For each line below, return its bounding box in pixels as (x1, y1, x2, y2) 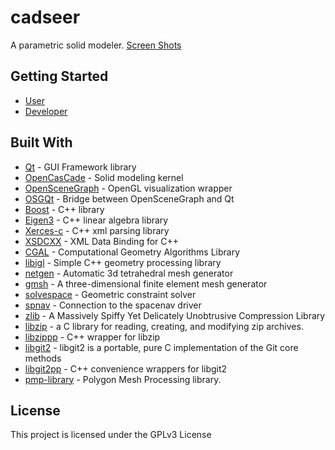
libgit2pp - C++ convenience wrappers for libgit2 (24, 362, 228, 375)
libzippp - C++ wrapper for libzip (24, 331, 161, 343)
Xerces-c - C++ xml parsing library (24, 224, 170, 236)
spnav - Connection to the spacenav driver (24, 299, 202, 311)
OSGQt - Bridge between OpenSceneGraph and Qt (24, 192, 235, 205)
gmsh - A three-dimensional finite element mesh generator (24, 277, 268, 290)
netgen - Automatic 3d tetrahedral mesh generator (24, 267, 234, 279)
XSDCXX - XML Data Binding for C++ (24, 235, 180, 247)
